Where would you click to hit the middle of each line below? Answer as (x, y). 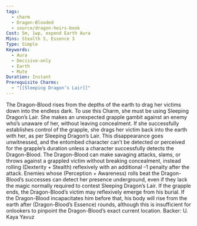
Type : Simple (22, 45)
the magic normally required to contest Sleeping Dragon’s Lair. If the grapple (98, 185)
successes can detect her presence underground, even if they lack (106, 179)
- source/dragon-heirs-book (46, 28)
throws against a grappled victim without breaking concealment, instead (94, 161)
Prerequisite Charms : (33, 83)
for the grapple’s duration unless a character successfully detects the (90, 148)
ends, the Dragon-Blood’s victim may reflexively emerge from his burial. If (95, 192)
